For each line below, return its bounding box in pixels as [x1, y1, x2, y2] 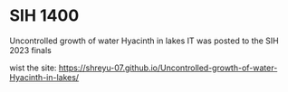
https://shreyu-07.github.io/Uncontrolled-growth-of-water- [58, 62, 278, 73]
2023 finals [9, 44, 52, 55]
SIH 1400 [9, 5, 80, 26]
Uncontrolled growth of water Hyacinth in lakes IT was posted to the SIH [9, 35, 279, 46]
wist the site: [9, 62, 57, 73]
